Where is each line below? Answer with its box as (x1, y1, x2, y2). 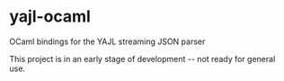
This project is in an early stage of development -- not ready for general (9, 53, 276, 64)
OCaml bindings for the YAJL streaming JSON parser (9, 36, 206, 47)
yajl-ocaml (9, 6, 92, 27)
